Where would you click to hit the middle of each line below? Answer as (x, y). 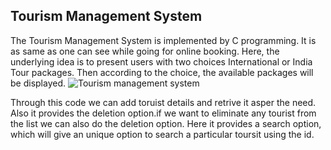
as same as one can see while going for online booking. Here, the (145, 51)
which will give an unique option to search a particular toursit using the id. (162, 134)
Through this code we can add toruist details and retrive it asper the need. (163, 102)
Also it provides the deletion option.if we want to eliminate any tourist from (163, 113)
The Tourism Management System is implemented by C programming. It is (163, 40)
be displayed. (38, 83)
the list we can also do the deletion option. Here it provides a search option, (166, 123)
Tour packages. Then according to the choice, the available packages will (162, 72)
